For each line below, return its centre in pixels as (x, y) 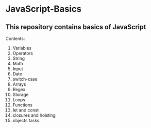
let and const (26, 110)
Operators (23, 53)
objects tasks (26, 120)
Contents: (15, 38)
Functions (23, 105)
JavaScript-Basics (43, 9)
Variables (22, 48)
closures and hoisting (34, 115)
